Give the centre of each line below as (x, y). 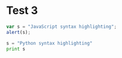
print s (16, 49)
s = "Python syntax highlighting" (50, 43)
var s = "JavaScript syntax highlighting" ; (62, 27)
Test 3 (22, 11)
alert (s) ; (19, 32)
